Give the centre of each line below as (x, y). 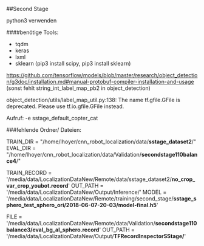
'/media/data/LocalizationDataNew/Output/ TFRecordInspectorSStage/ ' (96, 236)
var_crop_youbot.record (37, 186)
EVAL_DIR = (21, 148)
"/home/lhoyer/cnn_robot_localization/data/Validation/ (74, 155)
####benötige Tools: (32, 32)
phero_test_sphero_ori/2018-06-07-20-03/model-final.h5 (81, 205)
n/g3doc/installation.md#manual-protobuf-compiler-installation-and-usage (100, 82)
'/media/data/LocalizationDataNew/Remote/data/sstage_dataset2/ (89, 179)
